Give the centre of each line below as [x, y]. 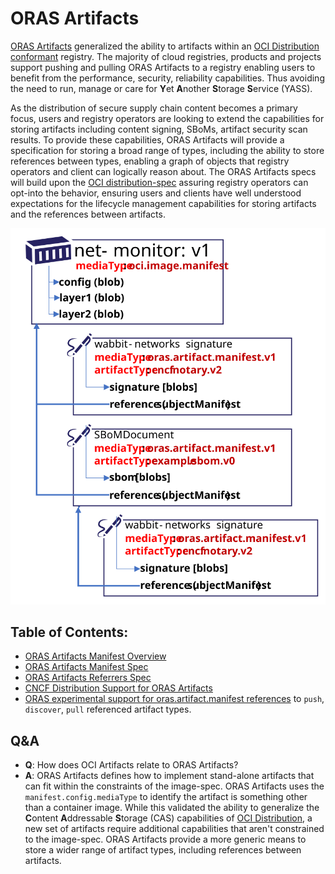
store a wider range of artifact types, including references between [163, 850]
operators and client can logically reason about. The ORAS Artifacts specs [163, 171]
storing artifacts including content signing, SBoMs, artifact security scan [159, 129]
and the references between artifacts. [88, 214]
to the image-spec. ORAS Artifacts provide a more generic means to [165, 839]
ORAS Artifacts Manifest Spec [86, 667]
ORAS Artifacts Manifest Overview [95, 656]
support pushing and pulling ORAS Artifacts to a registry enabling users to [163, 67]
